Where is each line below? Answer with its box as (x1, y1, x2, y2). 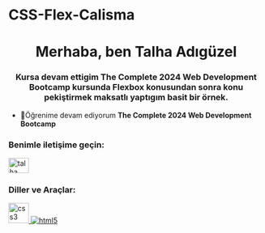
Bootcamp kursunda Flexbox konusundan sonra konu (28, 82, 244, 93)
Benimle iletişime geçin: (8, 139, 105, 150)
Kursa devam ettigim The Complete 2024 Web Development (15, 71, 258, 83)
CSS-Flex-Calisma (8, 6, 135, 24)
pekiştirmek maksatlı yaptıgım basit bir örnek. (44, 91, 229, 103)
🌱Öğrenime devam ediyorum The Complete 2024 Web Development (19, 110, 252, 120)
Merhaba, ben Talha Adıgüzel (35, 43, 237, 61)
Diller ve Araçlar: (8, 184, 76, 195)
